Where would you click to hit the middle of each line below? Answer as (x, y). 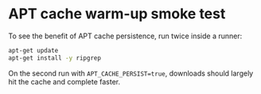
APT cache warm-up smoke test (117, 14)
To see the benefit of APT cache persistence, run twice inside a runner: (125, 36)
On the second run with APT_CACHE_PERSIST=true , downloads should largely (131, 73)
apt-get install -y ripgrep (55, 58)
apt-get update (33, 50)
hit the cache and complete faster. (64, 81)
